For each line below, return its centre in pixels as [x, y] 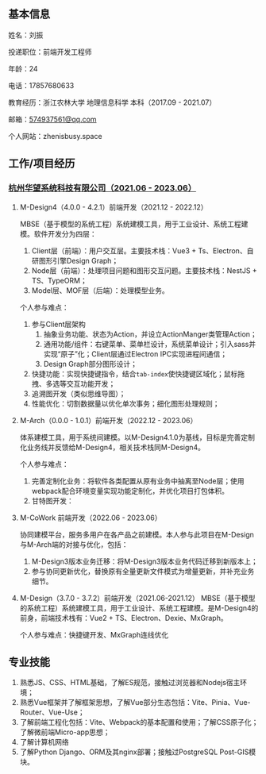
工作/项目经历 [42, 164]
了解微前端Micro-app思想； [65, 732]
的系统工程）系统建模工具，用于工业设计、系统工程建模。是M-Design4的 [139, 608]
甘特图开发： [52, 501]
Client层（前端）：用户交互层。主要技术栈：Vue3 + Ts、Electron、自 [143, 250]
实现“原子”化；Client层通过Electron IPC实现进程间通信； [135, 354]
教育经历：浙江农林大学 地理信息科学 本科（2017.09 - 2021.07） [112, 102]
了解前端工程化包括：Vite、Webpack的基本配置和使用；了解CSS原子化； [139, 722]
